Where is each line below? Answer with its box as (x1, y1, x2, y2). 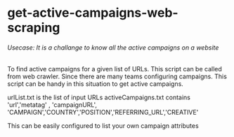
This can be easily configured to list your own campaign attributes (7, 122, 199, 130)
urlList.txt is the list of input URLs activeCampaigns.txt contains (7, 93, 191, 102)
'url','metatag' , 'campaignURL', (7, 101, 97, 109)
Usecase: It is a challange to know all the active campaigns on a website (7, 43, 219, 52)
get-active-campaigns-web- (7, 5, 178, 21)
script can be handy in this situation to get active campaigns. (7, 80, 184, 88)
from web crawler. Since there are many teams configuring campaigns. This (7, 72, 227, 81)
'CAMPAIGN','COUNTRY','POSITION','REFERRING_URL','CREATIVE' (7, 108, 199, 117)
